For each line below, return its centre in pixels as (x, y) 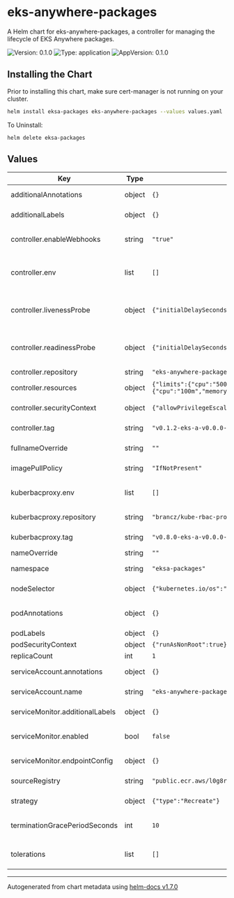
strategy (24, 801)
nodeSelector (33, 589)
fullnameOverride (39, 448)
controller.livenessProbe (50, 310)
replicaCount (32, 656)
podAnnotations (37, 614)
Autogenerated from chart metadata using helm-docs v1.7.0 (93, 887)
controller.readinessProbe (53, 348)
